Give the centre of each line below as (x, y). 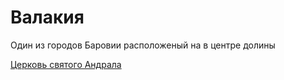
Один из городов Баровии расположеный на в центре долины (143, 45)
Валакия (47, 17)
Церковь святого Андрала (66, 64)
